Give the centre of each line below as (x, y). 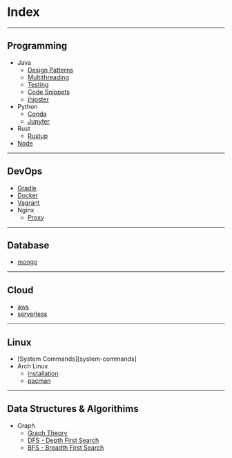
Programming (37, 46)
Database (28, 245)
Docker (28, 195)
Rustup (38, 136)
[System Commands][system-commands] (77, 359)
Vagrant (28, 202)
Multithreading (48, 77)
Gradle (27, 188)
